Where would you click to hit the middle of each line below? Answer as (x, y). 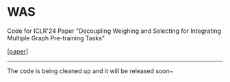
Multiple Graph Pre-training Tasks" (56, 38)
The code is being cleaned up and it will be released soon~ (90, 71)
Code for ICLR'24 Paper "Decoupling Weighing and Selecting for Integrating (114, 31)
